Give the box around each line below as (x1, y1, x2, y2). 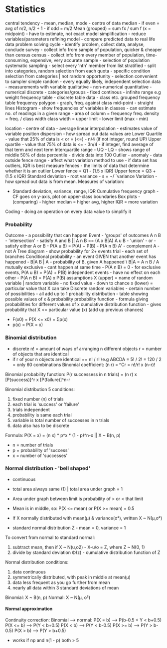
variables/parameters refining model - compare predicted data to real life (5, 36, 156, 42)
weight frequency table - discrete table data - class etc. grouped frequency (5, 94, 161, 100)
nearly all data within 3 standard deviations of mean (12, 584, 119, 590)
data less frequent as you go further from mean (12, 579, 111, 585)
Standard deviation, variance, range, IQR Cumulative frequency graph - (12, 188, 159, 194)
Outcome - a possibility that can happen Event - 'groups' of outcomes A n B (5, 232, 161, 238)
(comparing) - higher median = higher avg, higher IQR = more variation (12, 198, 158, 204)
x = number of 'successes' (12, 452, 68, 458)
